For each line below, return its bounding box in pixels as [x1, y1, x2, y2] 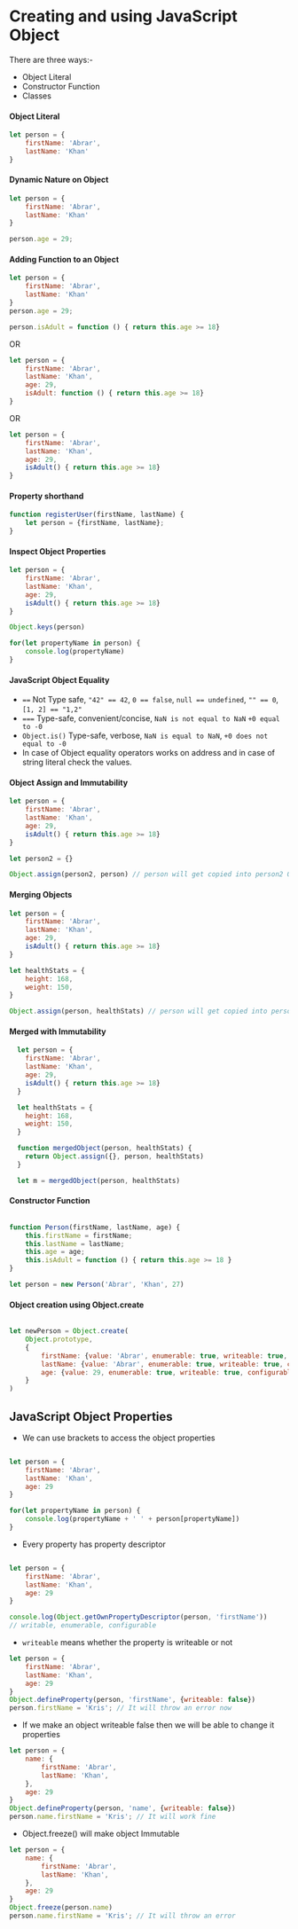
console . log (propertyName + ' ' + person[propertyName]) [25, 1515, 240, 1524]
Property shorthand [9, 490, 84, 501]
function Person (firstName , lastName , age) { [9, 1222, 180, 1232]
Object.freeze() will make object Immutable [21, 1829, 180, 1839]
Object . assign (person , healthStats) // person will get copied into [9, 1007, 268, 1016]
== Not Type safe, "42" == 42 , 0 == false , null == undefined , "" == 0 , [21, 694, 279, 705]
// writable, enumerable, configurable [9, 1621, 157, 1630]
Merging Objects [9, 889, 73, 899]
